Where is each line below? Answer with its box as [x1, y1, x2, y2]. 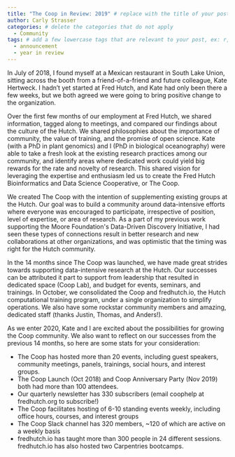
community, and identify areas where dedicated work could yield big [7, 156, 205, 165]
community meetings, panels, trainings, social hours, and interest [17, 360, 206, 368]
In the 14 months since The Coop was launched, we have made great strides [7, 258, 228, 266]
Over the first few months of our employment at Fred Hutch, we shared [7, 111, 212, 120]
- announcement [13, 43, 58, 50]
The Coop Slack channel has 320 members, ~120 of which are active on [17, 419, 226, 428]
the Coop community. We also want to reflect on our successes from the [7, 331, 217, 340]
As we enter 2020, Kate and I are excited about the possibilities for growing [7, 324, 225, 332]
